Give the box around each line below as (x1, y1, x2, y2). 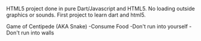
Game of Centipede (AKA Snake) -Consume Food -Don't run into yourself (6, 23, 188, 30)
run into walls (20, 29, 55, 36)
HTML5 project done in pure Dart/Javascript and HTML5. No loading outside (6, 5, 195, 12)
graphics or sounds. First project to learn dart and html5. (6, 11, 146, 18)
